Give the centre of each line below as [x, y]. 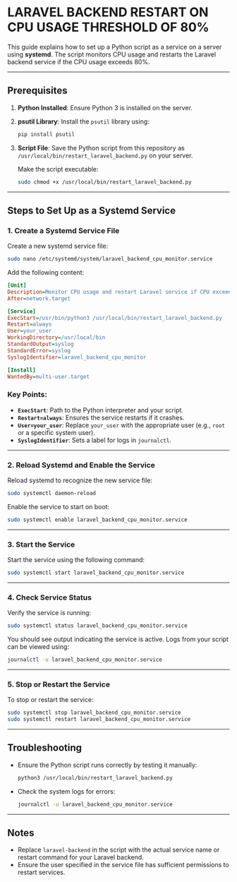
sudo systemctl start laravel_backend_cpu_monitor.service [96, 573]
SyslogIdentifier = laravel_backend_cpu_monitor [77, 357]
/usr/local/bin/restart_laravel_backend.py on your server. [105, 155]
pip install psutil [46, 134]
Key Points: [27, 395]
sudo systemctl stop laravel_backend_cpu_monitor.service [94, 713]
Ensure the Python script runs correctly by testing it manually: [107, 765]
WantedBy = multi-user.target [49, 376]
